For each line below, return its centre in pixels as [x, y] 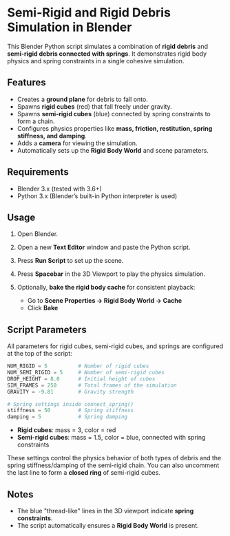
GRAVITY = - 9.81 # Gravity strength [71, 392]
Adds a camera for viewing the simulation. [77, 143]
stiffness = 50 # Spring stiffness [71, 411]
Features [27, 83]
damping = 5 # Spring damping [67, 417]
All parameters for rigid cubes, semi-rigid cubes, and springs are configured [115, 346]
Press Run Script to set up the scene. [70, 261]
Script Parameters [47, 329]
